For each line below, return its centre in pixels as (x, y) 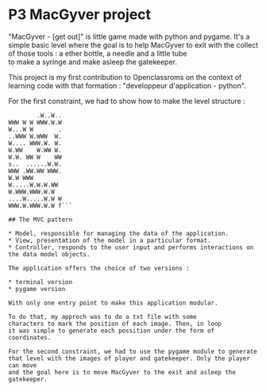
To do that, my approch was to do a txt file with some (102, 316)
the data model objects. (49, 254)
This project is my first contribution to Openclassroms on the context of (125, 77)
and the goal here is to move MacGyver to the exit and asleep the (122, 372)
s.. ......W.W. (35, 164)
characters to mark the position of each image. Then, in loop (115, 324)
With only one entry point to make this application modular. (113, 303)
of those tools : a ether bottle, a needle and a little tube (98, 53)
